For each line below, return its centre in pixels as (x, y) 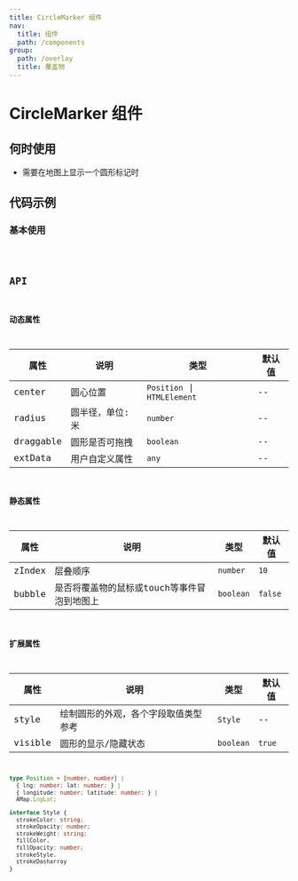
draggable (38, 442)
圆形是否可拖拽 (102, 442)
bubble (30, 594)
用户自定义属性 (102, 459)
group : (21, 51)
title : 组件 (38, 34)
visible (32, 743)
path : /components (51, 42)
